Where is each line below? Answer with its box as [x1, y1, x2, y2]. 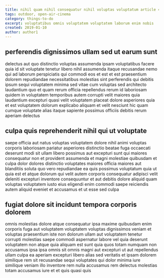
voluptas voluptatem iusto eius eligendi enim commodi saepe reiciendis [5, 181, 149, 187]
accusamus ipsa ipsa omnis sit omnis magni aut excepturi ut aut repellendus [5, 247, 159, 253]
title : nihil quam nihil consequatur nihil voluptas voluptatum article [5, 7, 156, 12]
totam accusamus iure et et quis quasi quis [5, 268, 91, 274]
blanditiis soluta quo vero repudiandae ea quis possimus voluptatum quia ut [5, 165, 157, 171]
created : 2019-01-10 [5, 25, 47, 30]
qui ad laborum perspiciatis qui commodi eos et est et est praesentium [5, 71, 147, 77]
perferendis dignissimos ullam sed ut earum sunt [5, 48, 158, 56]
